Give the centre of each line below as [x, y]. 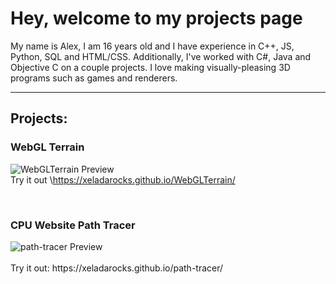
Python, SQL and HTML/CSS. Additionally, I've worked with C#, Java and [161, 56]
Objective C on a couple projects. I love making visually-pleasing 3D [150, 67]
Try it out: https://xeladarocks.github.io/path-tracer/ [117, 268]
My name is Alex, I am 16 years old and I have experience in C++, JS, [152, 46]
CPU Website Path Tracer [73, 225]
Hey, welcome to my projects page [156, 18]
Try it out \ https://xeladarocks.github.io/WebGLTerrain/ [123, 179]
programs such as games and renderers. [94, 78]
